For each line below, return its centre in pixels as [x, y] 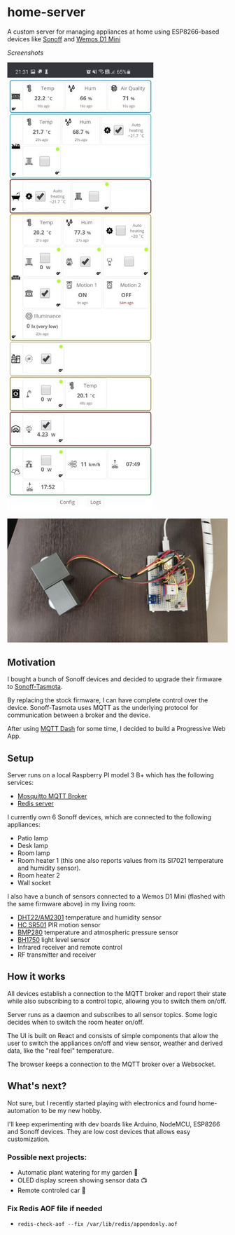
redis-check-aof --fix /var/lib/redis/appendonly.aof [97, 1224]
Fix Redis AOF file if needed [55, 1208]
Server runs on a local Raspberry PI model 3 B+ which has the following [111, 775]
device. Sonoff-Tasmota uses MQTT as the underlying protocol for [103, 708]
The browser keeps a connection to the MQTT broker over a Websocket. [112, 1064]
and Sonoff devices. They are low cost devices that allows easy [99, 1131]
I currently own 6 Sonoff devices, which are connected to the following [109, 817]
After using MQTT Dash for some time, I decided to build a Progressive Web [116, 729]
